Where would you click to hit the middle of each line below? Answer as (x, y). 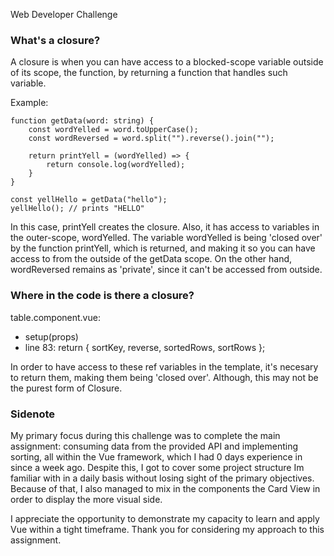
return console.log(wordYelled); (116, 165)
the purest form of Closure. (66, 388)
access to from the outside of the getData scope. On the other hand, (151, 259)
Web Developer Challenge (64, 14)
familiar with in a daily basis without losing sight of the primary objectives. (162, 478)
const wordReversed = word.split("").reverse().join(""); (151, 139)
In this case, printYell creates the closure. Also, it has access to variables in (165, 227)
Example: (29, 103)
